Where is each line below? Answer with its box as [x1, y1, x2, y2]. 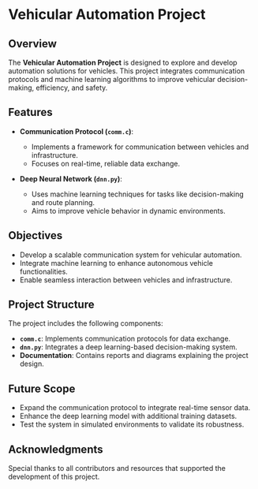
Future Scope [8, 382, 76, 395]
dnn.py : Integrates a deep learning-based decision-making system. [19, 342, 238, 352]
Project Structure [8, 298, 95, 312]
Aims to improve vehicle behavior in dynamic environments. [31, 206, 226, 215]
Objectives [8, 229, 63, 242]
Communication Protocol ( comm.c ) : [19, 126, 134, 136]
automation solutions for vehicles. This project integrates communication [8, 66, 245, 76]
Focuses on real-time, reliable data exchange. [31, 159, 181, 168]
